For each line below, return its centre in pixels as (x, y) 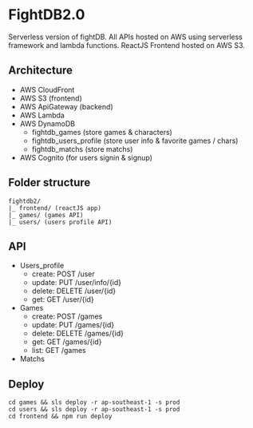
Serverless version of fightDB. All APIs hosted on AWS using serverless (126, 37)
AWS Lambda (42, 115)
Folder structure (49, 182)
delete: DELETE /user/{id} (74, 291)
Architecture (41, 71)
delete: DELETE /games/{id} (77, 334)
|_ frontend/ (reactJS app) (55, 208)
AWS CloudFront (47, 89)
